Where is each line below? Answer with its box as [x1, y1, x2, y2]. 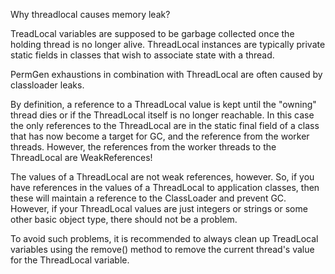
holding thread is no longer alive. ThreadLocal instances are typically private [10, 39, 326, 50]
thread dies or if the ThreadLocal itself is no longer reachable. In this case [10, 109, 315, 121]
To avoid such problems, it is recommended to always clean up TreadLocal [10, 233, 319, 244]
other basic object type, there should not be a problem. [10, 214, 238, 225]
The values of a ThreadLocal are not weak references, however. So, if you [10, 171, 315, 183]
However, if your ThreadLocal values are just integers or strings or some [10, 203, 308, 214]
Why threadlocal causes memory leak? [10, 9, 171, 20]
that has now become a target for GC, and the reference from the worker [10, 130, 310, 142]
